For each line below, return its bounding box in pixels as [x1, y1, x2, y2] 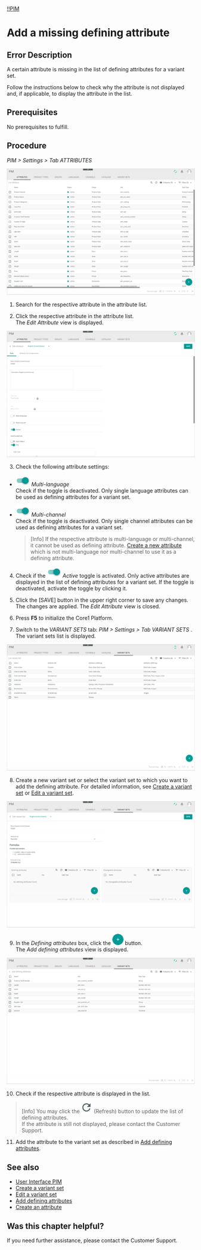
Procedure [7, 141, 47, 151]
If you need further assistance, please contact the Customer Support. [7, 1237, 178, 1244]
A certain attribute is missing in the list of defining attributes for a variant [7, 66, 185, 73]
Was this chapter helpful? [7, 1221, 104, 1231]
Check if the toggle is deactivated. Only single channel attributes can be [15, 517, 193, 524]
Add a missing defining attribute [7, 26, 170, 40]
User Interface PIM [15, 1178, 62, 1185]
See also [7, 1162, 39, 1172]
